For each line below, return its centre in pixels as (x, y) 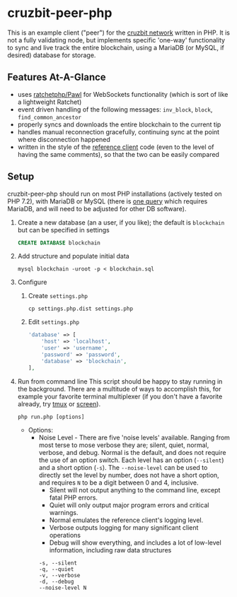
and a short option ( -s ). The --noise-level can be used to (123, 467)
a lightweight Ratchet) (50, 102)
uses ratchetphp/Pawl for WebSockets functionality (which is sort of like (123, 94)
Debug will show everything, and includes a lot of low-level (135, 543)
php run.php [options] (51, 417)
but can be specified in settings (63, 230)
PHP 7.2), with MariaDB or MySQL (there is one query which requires (108, 201)
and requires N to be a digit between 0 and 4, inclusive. (118, 483)
